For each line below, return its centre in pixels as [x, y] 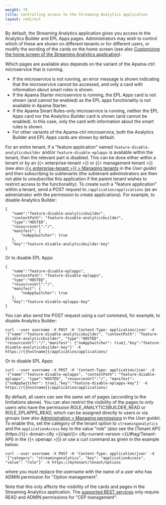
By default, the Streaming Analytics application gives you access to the [78, 33]
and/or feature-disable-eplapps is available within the [97, 152]
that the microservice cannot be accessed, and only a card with [78, 84]
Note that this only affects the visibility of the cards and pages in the [75, 487]
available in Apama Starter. [40, 106]
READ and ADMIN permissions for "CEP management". [61, 498]
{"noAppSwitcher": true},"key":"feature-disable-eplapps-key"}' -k [77, 383]
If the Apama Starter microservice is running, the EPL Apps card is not [84, 95]
